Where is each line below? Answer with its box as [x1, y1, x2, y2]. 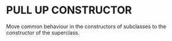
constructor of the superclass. [6, 29, 80, 36]
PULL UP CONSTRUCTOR [6, 4, 132, 17]
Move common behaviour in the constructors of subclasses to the [6, 23, 167, 30]
